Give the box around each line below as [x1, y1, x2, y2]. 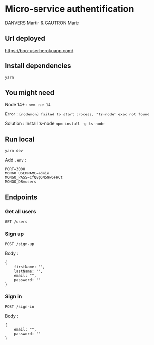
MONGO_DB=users [5, 179, 37, 184]
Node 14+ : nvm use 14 [5, 102, 51, 108]
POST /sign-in [5, 304, 35, 309]
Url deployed [5, 34, 46, 43]
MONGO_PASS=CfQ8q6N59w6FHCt [5, 175, 63, 180]
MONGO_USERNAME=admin [5, 171, 50, 176]
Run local [5, 135, 35, 143]
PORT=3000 [5, 167, 26, 172]
